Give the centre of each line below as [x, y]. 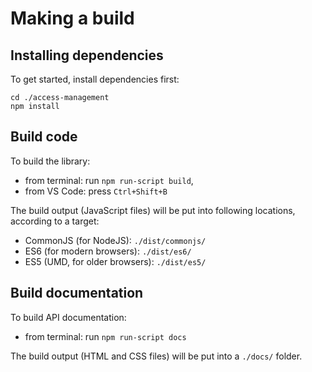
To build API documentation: [68, 317]
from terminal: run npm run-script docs [105, 336]
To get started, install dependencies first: [95, 79]
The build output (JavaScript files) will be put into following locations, [153, 210]
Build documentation [77, 293]
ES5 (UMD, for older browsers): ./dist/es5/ [115, 261]
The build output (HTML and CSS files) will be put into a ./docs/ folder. [156, 356]
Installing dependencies [87, 55]
